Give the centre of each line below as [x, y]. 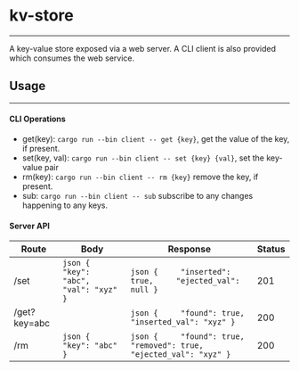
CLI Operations [38, 119]
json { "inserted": [181, 272]
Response [190, 249]
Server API [30, 226]
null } [144, 290]
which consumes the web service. [72, 58]
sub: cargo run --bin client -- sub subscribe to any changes [137, 195]
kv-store [41, 16]
